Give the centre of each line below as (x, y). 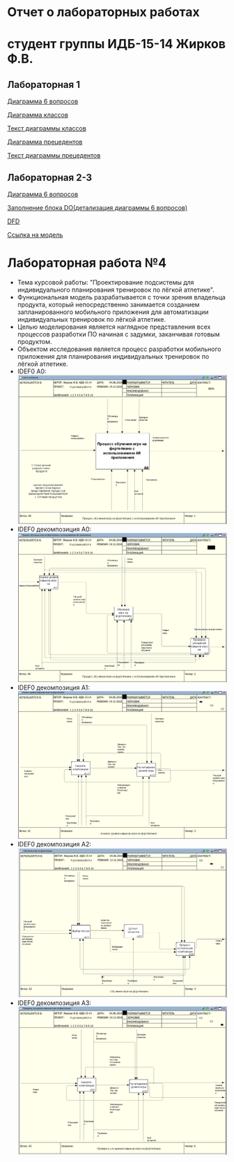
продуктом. (34, 341)
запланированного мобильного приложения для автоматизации (113, 312)
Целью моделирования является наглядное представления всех (114, 327)
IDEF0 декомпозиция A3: (54, 1003)
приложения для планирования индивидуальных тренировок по (113, 356)
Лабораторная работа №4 (87, 263)
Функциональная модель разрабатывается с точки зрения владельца (122, 297)
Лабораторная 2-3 (50, 178)
